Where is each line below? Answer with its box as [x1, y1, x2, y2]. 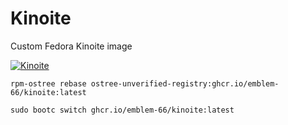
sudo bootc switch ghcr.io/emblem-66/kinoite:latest [10, 105, 235, 115]
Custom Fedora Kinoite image [10, 40, 133, 52]
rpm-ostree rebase [10, 78, 87, 89]
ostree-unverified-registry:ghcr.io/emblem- [90, 78, 280, 89]
